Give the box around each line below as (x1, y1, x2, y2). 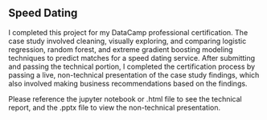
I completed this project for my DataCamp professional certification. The (8, 27, 249, 37)
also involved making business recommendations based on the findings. (8, 78, 248, 88)
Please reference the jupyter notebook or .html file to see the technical (8, 94, 243, 103)
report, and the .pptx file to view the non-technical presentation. (8, 102, 221, 112)
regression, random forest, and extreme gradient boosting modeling (8, 44, 233, 54)
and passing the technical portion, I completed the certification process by (8, 62, 256, 71)
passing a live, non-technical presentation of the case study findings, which (8, 70, 260, 79)
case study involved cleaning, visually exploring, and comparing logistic (8, 36, 247, 46)
